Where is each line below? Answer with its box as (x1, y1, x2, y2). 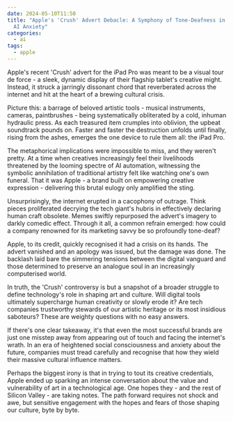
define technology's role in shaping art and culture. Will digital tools (7, 290, 200, 299)
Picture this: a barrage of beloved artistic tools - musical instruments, (7, 104, 205, 112)
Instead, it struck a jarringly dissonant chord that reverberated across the (7, 83, 217, 91)
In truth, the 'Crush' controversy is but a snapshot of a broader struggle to (7, 283, 220, 291)
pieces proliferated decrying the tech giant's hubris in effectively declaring (7, 204, 221, 213)
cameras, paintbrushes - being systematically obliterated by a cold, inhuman (7, 110, 227, 119)
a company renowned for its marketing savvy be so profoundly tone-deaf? (7, 226, 220, 235)
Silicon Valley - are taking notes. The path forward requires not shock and (7, 390, 219, 399)
